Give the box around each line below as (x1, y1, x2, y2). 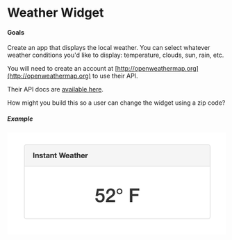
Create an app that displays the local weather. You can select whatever (7, 44, 210, 52)
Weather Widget (7, 5, 104, 21)
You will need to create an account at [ (7, 65, 118, 73)
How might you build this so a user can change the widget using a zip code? (7, 98, 226, 107)
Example (7, 114, 33, 123)
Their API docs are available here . (7, 85, 104, 94)
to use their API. (92, 71, 138, 80)
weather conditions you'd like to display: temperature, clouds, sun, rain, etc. (7, 51, 224, 60)
